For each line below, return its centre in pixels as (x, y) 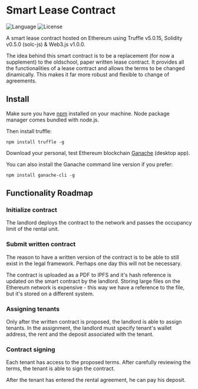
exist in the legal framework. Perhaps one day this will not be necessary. (94, 263)
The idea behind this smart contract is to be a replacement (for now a (90, 55)
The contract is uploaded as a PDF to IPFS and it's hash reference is (89, 275)
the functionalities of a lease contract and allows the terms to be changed (95, 68)
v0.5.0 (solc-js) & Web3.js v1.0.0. (46, 44)
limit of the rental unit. (33, 229)
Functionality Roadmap (49, 193)
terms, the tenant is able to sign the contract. (61, 368)
